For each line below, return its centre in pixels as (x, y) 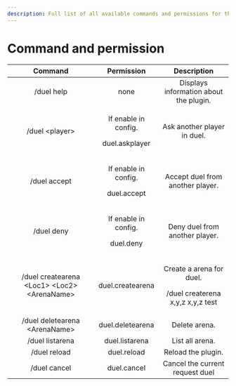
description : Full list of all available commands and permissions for (114, 14)
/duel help (51, 91)
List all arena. (194, 340)
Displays (194, 83)
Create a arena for (194, 269)
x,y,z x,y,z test (194, 302)
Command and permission (86, 48)
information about (194, 91)
